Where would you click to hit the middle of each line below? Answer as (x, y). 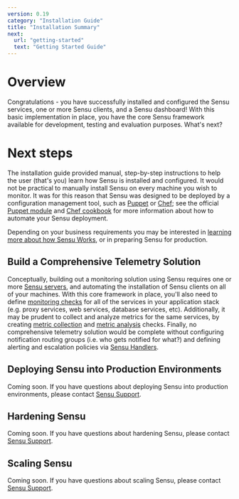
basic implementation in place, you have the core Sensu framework (106, 117)
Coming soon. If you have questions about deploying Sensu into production (118, 386)
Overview (37, 82)
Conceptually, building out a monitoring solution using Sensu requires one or (119, 279)
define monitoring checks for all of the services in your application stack (113, 301)
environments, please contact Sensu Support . (74, 394)
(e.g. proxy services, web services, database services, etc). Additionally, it (116, 309)
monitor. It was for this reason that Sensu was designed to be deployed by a (119, 195)
